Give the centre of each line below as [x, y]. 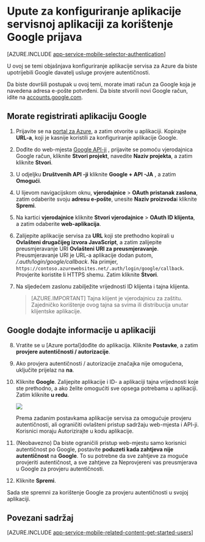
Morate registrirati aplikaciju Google [77, 116]
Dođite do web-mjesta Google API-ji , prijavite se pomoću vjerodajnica [104, 149]
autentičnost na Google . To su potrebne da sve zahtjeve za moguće [102, 455]
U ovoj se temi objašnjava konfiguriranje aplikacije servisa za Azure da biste [102, 66]
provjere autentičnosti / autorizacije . [63, 352]
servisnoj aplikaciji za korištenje [90, 24]
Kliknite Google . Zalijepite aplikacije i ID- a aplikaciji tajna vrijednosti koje [107, 381]
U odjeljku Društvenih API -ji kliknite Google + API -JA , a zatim [96, 174]
